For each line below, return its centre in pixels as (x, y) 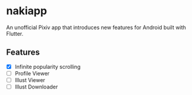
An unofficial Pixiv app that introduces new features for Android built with (96, 27)
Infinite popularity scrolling (47, 66)
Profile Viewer (32, 73)
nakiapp (27, 11)
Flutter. (15, 33)
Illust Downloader (36, 87)
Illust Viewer (30, 80)
